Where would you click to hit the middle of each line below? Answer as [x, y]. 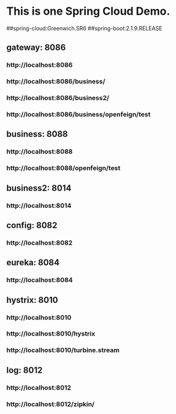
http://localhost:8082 [40, 242]
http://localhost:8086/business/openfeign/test [78, 115]
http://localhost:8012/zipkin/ [51, 404]
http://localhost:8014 [39, 205]
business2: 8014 [39, 188]
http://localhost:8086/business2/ [58, 98]
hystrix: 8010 [32, 300]
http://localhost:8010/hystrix [51, 334]
